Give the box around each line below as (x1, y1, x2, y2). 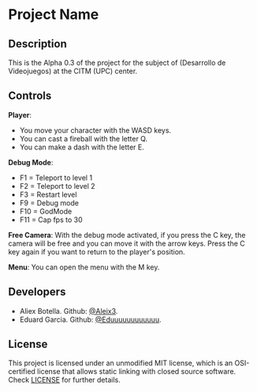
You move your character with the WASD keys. (19, 125, 172, 135)
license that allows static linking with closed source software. (36, 367, 237, 376)
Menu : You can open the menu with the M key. (8, 262, 160, 272)
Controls (8, 89, 52, 103)
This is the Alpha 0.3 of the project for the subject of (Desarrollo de (8, 58, 226, 67)
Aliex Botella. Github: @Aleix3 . (19, 306, 118, 315)
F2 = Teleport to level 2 (19, 181, 96, 190)
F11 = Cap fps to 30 (19, 215, 83, 224)
